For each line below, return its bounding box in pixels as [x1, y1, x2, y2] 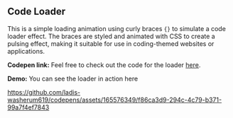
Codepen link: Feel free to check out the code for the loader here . [7, 60, 201, 69]
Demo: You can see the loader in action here [7, 74, 139, 83]
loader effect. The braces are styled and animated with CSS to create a [7, 32, 215, 40]
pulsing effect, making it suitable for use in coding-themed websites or [7, 39, 215, 48]
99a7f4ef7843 [7, 102, 50, 112]
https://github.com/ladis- [7, 88, 80, 96]
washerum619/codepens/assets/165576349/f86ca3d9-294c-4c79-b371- [7, 95, 222, 104]
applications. [7, 47, 45, 55]
